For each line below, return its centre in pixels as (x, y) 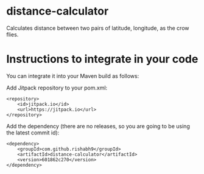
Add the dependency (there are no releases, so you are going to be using (98, 126)
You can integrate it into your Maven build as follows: (73, 76)
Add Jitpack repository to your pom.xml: (57, 88)
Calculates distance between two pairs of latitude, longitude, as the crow (98, 28)
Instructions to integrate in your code (102, 59)
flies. (12, 34)
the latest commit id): (33, 133)
